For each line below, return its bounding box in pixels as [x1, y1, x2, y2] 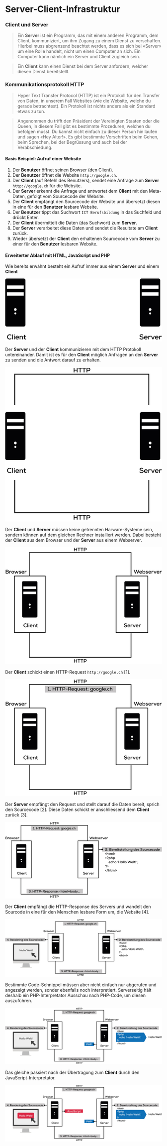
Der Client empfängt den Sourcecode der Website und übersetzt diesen [12, 198, 161, 205]
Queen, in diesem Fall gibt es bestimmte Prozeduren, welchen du [17, 123, 151, 129]
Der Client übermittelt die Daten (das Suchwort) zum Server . [12, 220, 138, 226]
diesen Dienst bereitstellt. [17, 69, 70, 75]
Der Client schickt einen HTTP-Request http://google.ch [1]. [5, 669, 131, 675]
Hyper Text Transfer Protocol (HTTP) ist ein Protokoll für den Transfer [17, 92, 160, 98]
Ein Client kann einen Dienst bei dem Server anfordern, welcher [17, 63, 148, 69]
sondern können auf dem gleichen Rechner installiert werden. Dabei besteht [5, 532, 162, 538]
